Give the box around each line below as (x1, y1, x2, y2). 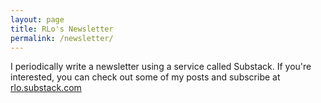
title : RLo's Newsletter (10, 24, 114, 34)
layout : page (10, 14, 65, 25)
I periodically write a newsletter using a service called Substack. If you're (10, 61, 312, 73)
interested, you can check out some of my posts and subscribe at (10, 71, 281, 83)
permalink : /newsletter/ (10, 33, 114, 43)
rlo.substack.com (10, 82, 82, 94)
